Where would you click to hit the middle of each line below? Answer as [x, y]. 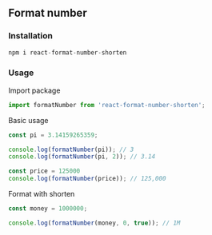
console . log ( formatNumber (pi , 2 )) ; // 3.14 [82, 157]
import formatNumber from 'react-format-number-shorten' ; [107, 105]
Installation [31, 36]
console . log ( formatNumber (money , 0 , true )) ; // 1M [94, 223]
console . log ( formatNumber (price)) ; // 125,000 [87, 179]
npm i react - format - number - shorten [68, 52]
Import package [34, 90]
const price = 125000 [44, 171]
